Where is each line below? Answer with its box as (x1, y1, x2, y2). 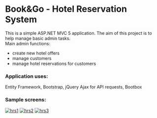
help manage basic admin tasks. (5, 35, 70, 41)
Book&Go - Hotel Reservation (5, 3, 127, 15)
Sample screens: (5, 96, 46, 103)
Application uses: (5, 73, 48, 80)
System (5, 14, 37, 25)
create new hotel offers (12, 50, 60, 56)
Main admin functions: (5, 40, 51, 46)
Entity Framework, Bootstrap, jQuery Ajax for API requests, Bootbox (5, 84, 142, 90)
